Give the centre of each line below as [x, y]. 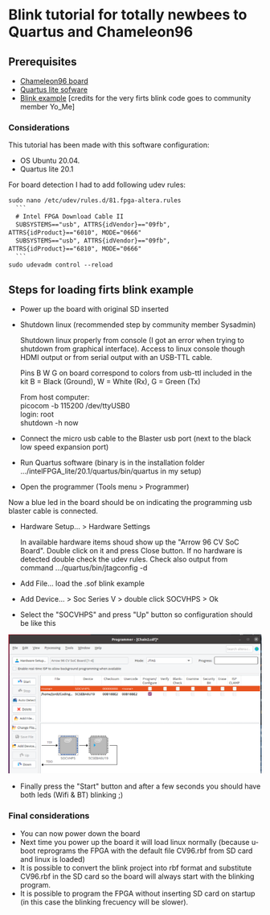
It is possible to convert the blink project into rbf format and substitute [136, 867]
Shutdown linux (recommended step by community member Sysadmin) [138, 325]
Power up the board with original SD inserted [94, 309]
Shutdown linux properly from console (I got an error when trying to [132, 341]
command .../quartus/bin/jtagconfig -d [84, 568]
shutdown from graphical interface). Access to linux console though [132, 349]
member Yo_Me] [47, 107]
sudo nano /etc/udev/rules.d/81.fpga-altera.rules [95, 201]
